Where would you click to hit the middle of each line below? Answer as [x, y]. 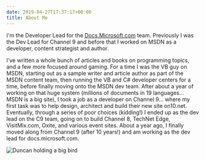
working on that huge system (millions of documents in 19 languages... [95, 93]
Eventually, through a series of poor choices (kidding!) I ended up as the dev [103, 112]
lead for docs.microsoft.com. [43, 138]
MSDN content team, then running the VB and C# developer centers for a [99, 80]
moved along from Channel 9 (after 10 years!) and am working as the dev [99, 132]
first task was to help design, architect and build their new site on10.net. [97, 105]
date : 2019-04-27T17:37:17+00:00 [49, 12]
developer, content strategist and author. [58, 48]
